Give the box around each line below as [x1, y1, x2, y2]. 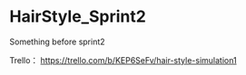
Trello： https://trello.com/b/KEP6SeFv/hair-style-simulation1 [9, 54, 238, 65]
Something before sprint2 [9, 36, 106, 47]
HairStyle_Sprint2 [9, 6, 147, 27]
